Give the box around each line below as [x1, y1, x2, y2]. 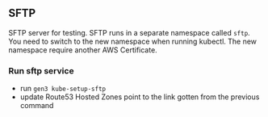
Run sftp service [8, 65, 74, 76]
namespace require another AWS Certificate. [8, 44, 157, 55]
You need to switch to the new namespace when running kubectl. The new [8, 36, 257, 46]
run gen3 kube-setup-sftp [19, 84, 107, 94]
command [19, 101, 54, 111]
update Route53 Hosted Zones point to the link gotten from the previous [19, 92, 260, 102]
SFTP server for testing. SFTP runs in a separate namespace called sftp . [8, 27, 250, 37]
